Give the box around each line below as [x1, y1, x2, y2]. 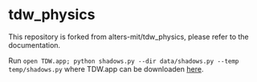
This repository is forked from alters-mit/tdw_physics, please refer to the [8, 32, 249, 41]
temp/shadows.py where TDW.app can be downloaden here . [8, 64, 204, 73]
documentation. [8, 40, 61, 49]
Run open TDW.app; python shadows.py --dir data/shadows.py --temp [8, 56, 239, 65]
